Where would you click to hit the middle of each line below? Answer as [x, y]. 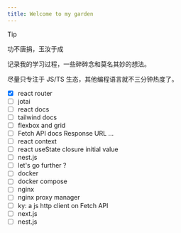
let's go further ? [42, 166]
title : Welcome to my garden [50, 14]
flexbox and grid [42, 125]
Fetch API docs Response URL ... [66, 133]
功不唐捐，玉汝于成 [35, 49]
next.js [27, 213]
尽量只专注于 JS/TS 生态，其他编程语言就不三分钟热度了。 [93, 79]
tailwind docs [37, 117]
